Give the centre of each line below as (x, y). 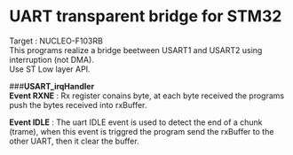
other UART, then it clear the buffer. (74, 141)
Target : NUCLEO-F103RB (56, 41)
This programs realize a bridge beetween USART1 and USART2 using (136, 50)
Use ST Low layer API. (50, 69)
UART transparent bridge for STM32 (146, 16)
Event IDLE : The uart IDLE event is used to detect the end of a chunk (136, 122)
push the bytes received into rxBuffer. (78, 105)
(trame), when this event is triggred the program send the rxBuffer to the (142, 131)
